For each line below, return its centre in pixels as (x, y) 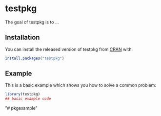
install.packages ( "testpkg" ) (35, 58)
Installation (22, 37)
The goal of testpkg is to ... (32, 22)
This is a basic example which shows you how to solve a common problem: (80, 85)
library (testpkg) (23, 94)
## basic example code (28, 99)
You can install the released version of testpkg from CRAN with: (69, 49)
